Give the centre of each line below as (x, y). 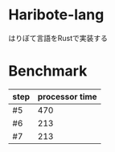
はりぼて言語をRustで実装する (58, 38)
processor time (68, 97)
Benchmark (48, 71)
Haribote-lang (56, 15)
